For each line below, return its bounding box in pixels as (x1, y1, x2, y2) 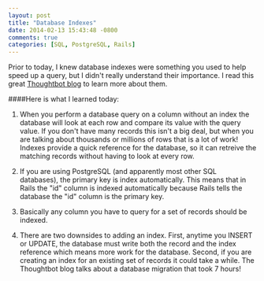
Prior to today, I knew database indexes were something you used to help (8, 62, 247, 72)
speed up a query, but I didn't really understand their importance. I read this (8, 71, 255, 80)
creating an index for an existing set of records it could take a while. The (19, 256, 255, 265)
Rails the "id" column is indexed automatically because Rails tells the (19, 183, 243, 193)
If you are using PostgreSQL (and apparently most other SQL (19, 167, 218, 176)
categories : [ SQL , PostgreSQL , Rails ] (8, 41, 136, 49)
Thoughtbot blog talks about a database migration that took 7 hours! (19, 264, 242, 274)
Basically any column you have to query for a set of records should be (19, 207, 247, 216)
